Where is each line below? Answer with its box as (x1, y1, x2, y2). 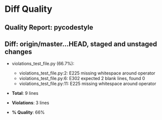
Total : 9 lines (11, 90, 39, 96)
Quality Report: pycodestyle (4, 23, 93, 32)
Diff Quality (4, 3, 52, 15)
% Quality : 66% (11, 110, 45, 116)
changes (4, 47, 33, 56)
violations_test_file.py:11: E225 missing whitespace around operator (19, 80, 157, 87)
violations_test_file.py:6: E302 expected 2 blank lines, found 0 (19, 76, 145, 81)
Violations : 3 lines (11, 100, 49, 106)
